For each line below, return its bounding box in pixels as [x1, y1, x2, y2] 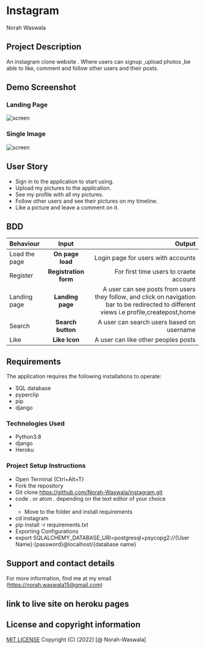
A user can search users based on [97, 318, 196, 326]
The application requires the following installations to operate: [6, 373, 162, 380]
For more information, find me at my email [6, 574, 112, 582]
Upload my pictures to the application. [15, 184, 112, 192]
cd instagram [15, 514, 49, 522]
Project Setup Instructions [6, 462, 86, 470]
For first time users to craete [114, 268, 196, 276]
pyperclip [15, 391, 40, 399]
